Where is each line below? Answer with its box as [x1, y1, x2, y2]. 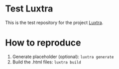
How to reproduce [5, 37, 81, 48]
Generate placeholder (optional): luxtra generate [12, 53, 114, 59]
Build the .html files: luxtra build [12, 58, 81, 65]
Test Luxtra [5, 3, 53, 14]
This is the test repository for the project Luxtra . [5, 19, 104, 25]
